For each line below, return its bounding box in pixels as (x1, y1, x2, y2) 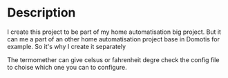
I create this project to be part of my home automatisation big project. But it (7, 28, 221, 36)
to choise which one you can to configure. (7, 63, 127, 71)
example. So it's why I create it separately (7, 42, 126, 50)
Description (7, 5, 76, 21)
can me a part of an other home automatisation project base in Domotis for (7, 35, 220, 43)
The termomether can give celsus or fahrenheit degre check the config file (7, 55, 220, 64)
